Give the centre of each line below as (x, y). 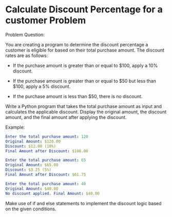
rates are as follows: (27, 56)
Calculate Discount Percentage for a (84, 10)
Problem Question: (25, 34)
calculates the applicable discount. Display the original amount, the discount (86, 112)
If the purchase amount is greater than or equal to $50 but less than (84, 81)
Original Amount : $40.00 (32, 189)
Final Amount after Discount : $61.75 (46, 175)
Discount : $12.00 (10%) (31, 146)
